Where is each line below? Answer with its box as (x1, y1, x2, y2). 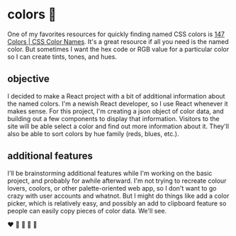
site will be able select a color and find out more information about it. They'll (7, 122, 229, 130)
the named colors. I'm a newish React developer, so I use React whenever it (7, 99, 228, 108)
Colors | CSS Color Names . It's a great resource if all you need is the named (7, 37, 229, 45)
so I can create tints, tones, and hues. (7, 52, 117, 61)
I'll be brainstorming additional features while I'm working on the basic (7, 169, 213, 177)
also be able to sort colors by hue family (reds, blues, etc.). (7, 129, 179, 137)
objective (7, 73, 50, 85)
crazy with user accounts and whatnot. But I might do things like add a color (7, 191, 230, 200)
